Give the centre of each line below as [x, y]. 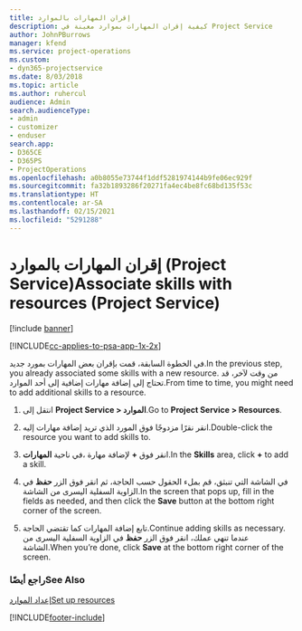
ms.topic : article [44, 85]
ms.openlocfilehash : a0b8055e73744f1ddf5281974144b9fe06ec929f [131, 177]
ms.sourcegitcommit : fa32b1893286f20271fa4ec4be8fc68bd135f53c [131, 186]
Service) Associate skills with [121, 284]
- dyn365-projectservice [56, 69]
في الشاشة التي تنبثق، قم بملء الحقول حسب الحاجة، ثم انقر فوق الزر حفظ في [155, 482]
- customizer [34, 128]
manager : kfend [38, 43]
